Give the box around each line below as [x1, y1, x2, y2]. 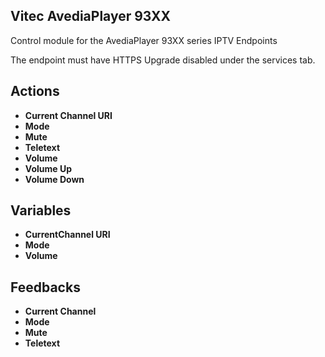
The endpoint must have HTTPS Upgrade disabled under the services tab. [10, 54, 316, 66]
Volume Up [24, 162, 72, 174]
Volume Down [24, 173, 85, 185]
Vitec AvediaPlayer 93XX [10, 8, 171, 25]
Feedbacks [10, 279, 81, 296]
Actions [10, 83, 60, 100]
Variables [10, 202, 72, 219]
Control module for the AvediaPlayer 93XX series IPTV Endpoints [10, 34, 278, 46]
